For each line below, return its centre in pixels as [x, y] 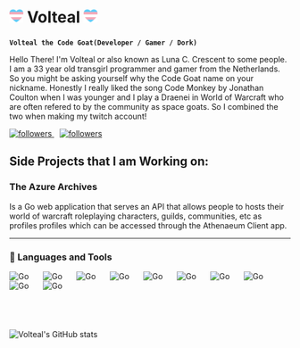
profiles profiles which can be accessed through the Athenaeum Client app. [148, 225]
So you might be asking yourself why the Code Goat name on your [132, 78]
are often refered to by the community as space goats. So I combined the [144, 106]
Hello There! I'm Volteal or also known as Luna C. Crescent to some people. [148, 59]
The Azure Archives [54, 187]
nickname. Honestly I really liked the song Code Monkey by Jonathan [137, 87]
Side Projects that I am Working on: [109, 162]
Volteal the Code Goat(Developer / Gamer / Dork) [104, 43]
